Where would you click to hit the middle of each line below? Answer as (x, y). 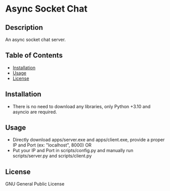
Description (24, 28)
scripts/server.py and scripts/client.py (52, 156)
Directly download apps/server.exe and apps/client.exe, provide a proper (89, 140)
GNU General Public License (35, 184)
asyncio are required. (35, 112)
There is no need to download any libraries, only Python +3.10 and (81, 106)
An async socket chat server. (35, 39)
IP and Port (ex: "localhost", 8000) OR (52, 145)
